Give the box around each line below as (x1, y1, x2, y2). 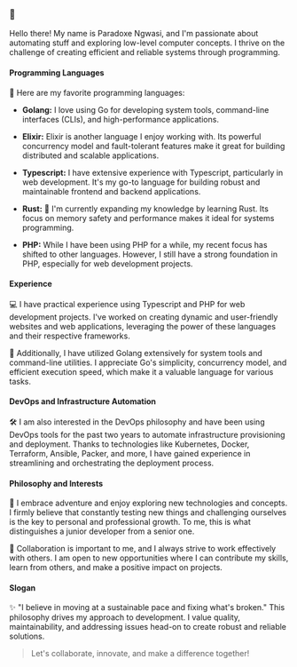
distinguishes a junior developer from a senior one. (9, 526, 195, 536)
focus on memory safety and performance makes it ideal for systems (21, 212, 275, 223)
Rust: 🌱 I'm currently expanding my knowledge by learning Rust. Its (21, 203, 269, 214)
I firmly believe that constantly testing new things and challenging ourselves (9, 507, 286, 518)
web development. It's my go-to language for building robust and (21, 177, 261, 187)
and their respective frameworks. (9, 330, 130, 341)
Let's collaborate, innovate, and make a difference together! (30, 648, 250, 659)
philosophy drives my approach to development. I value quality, (9, 612, 241, 623)
